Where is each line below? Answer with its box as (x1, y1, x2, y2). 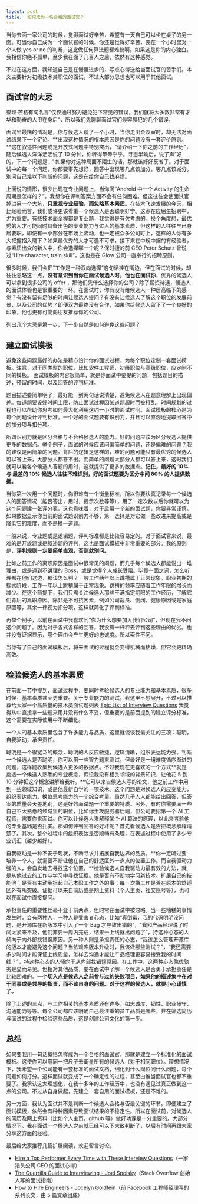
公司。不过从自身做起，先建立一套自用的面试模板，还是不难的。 (16, 1087, 171, 1094)
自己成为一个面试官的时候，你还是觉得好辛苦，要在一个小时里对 (31, 38, 187, 45)
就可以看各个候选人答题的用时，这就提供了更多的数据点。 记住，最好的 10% (6, 463, 189, 470)
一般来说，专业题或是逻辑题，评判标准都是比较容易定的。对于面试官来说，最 (6, 532, 192, 540)
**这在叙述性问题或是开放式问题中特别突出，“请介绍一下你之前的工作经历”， (6, 143, 192, 150)
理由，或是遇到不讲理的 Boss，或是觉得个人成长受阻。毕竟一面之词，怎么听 (6, 567, 190, 574)
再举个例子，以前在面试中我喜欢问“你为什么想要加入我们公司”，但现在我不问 (6, 616, 192, 624)
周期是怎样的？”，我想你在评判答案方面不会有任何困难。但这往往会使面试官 (6, 193, 190, 200)
